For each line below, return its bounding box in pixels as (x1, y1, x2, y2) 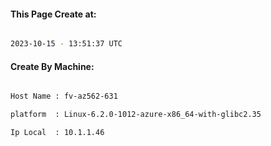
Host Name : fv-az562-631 (10, 91, 118, 102)
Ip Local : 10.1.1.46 (10, 128, 105, 138)
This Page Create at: (10, 8, 97, 20)
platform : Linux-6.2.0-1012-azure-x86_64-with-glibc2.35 (10, 110, 262, 120)
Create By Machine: (10, 60, 95, 72)
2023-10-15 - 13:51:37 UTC (10, 39, 123, 49)
